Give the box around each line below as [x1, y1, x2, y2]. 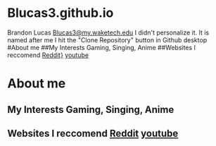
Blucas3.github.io [7, 5, 114, 21]
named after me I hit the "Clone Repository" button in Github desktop [7, 35, 208, 44]
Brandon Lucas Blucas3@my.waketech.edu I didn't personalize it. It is [7, 28, 210, 37]
